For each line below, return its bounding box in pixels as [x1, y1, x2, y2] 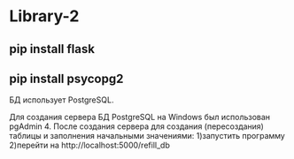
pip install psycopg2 [9, 71, 124, 86]
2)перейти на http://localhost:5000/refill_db [9, 140, 170, 151]
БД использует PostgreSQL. [9, 95, 114, 105]
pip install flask [9, 42, 96, 57]
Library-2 [9, 6, 80, 26]
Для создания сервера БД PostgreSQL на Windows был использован [9, 112, 271, 123]
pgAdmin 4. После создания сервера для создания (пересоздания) [9, 121, 264, 132]
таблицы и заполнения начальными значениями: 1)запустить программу [9, 131, 285, 141]
